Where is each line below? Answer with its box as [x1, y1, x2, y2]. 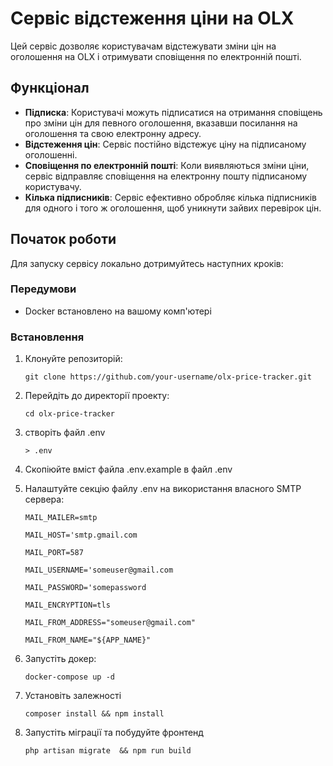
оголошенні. [24, 148, 78, 161]
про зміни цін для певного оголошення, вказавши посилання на [24, 117, 298, 129]
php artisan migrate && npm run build [24, 746, 192, 756]
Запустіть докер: [24, 653, 97, 665]
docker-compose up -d [24, 672, 115, 682]
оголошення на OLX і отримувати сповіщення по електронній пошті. [10, 50, 302, 62]
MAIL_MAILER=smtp [24, 513, 98, 523]
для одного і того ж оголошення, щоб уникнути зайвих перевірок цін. [24, 202, 322, 214]
